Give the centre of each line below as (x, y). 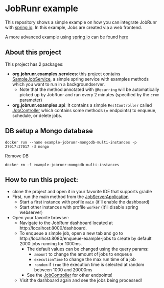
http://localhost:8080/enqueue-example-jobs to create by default (85, 238)
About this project (33, 52)
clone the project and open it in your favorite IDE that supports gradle (82, 192)
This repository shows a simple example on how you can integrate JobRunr (81, 22)
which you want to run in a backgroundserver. (59, 84)
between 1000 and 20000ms (63, 270)
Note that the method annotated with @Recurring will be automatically (89, 89)
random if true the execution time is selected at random (89, 265)
